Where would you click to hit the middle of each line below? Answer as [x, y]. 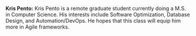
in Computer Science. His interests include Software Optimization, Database [98, 15]
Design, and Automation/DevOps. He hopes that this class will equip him [93, 21]
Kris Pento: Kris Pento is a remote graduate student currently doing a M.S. [96, 8]
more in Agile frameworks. [38, 27]
